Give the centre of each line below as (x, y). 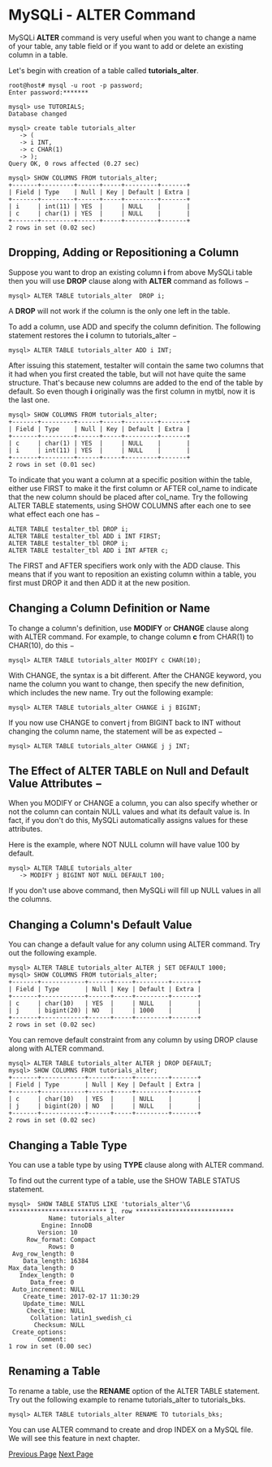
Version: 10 (58, 1233)
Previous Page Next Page (51, 1454)
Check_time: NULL (56, 1311)
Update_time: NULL (54, 1304)
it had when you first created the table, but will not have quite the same (127, 374)
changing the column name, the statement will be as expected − (116, 731)
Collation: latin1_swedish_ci (81, 1318)
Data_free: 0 (52, 1282)
